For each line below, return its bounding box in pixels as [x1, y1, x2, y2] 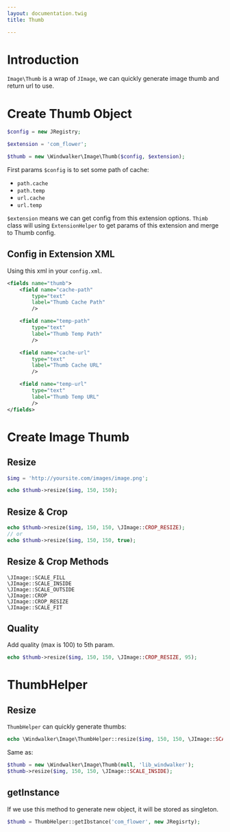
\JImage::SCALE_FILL [7, 574, 66, 581]
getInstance [7, 787, 60, 798]
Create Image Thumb [7, 429, 130, 445]
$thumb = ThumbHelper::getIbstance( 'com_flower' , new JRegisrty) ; [7, 818, 201, 825]
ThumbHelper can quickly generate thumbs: [7, 722, 127, 731]
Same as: [7, 748, 34, 757]
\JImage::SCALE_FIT [7, 604, 63, 611]
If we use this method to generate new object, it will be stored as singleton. [7, 805, 219, 813]
